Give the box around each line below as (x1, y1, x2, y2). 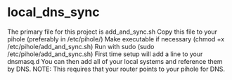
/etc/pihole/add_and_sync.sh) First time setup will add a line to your (7, 50, 203, 58)
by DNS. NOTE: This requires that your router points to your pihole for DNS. (7, 65, 226, 73)
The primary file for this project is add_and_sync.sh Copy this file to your (7, 27, 218, 36)
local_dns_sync (7, 4, 100, 20)
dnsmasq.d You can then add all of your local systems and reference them (7, 57, 223, 65)
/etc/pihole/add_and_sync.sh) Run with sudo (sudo (7, 42, 155, 51)
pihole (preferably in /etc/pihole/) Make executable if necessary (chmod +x (7, 34, 225, 43)
